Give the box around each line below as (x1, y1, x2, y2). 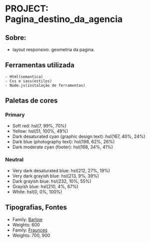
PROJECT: (5, 3, 49, 14)
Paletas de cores (5, 97, 58, 105)
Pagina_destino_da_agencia (5, 13, 123, 25)
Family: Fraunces (12, 227, 48, 233)
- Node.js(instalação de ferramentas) (5, 83, 85, 88)
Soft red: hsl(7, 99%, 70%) (12, 122, 67, 128)
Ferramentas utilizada (5, 61, 75, 70)
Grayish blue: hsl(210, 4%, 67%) (12, 183, 78, 189)
